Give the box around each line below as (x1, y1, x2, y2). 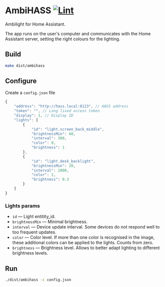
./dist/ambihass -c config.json (5, 277, 71, 282)
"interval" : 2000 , (31, 168, 69, 173)
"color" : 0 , (31, 141, 56, 145)
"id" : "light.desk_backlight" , (31, 159, 96, 164)
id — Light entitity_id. (12, 214, 55, 220)
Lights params (5, 202, 40, 209)
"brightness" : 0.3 (31, 177, 69, 182)
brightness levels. (12, 250, 48, 256)
